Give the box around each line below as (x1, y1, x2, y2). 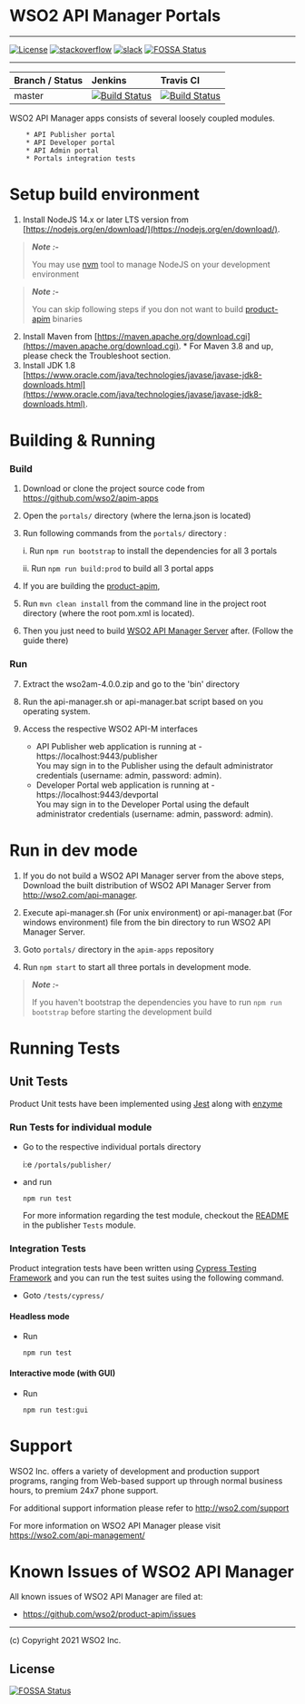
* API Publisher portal (25, 130, 116, 139)
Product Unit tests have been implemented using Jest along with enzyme (9, 1098, 283, 1109)
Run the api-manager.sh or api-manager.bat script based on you (22, 696, 263, 707)
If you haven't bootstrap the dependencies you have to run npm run (31, 996, 283, 1007)
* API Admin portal (25, 146, 100, 155)
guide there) (22, 635, 69, 646)
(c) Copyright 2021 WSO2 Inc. (9, 1635, 122, 1646)
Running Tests (9, 1038, 121, 1058)
